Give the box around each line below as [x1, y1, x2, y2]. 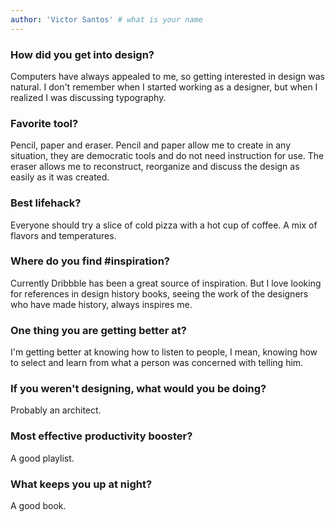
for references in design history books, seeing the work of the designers [10, 287, 309, 300]
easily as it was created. [10, 171, 110, 183]
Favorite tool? [10, 116, 79, 130]
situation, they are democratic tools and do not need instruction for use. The [10, 150, 325, 162]
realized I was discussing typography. [10, 91, 167, 103]
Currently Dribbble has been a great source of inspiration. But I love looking [10, 277, 322, 289]
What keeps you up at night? [10, 477, 153, 491]
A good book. [10, 500, 67, 511]
